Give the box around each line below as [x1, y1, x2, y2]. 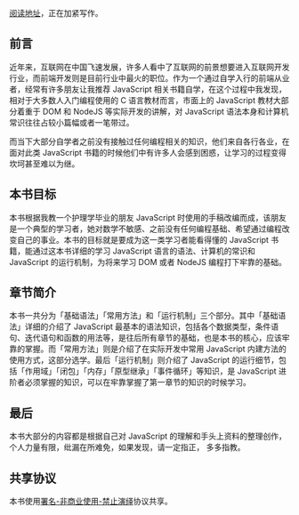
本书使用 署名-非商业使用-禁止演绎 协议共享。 [9, 496, 173, 507]
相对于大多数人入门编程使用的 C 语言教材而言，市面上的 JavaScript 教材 [9, 94, 274, 105]
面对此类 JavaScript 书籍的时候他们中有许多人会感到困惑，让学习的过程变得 [9, 147, 287, 157]
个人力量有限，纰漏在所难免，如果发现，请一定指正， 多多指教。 [9, 442, 246, 453]
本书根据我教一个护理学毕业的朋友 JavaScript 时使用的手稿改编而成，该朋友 [9, 212, 287, 222]
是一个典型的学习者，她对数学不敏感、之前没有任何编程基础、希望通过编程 [9, 223, 282, 234]
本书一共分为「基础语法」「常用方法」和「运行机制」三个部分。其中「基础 [9, 310, 279, 321]
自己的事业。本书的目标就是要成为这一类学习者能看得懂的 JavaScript [16, 234, 270, 245]
